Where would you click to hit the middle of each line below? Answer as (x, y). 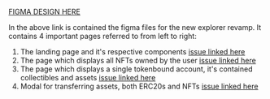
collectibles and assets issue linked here (88, 77)
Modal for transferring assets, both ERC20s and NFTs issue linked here (139, 86)
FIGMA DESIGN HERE (45, 12)
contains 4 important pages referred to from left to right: (102, 36)
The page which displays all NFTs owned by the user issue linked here (138, 60)
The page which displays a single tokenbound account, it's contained (136, 69)
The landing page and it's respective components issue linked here (133, 52)
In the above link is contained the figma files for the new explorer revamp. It (135, 27)
